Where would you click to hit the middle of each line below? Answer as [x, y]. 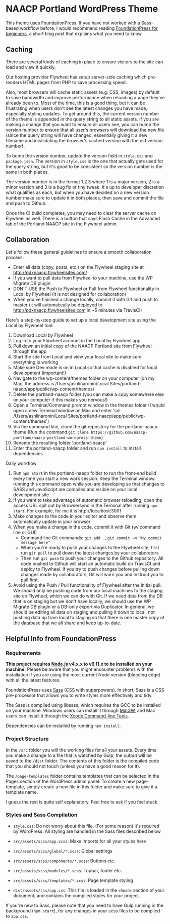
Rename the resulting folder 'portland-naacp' [60, 443]
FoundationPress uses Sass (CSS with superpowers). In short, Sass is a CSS [85, 690]
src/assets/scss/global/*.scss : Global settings [63, 851]
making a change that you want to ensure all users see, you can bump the [82, 124]
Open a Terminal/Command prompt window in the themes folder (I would [89, 405]
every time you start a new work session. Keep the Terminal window [84, 478]
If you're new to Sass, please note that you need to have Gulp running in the [84, 905]
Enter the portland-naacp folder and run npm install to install [77, 448]
